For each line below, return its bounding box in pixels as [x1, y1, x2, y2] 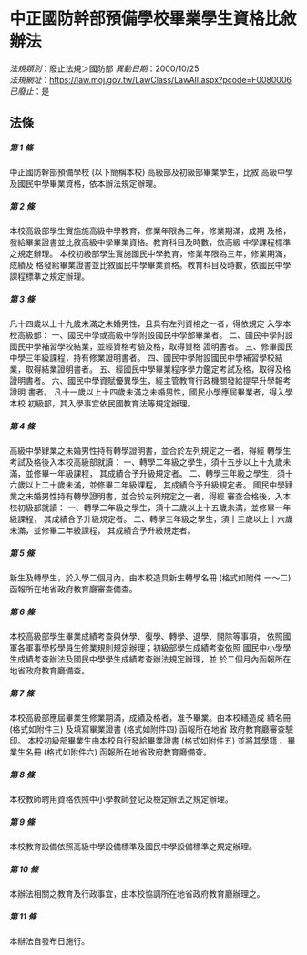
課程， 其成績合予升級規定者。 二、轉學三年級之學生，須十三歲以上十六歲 [16, 514, 293, 525]
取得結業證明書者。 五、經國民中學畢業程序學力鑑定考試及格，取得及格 [25, 364, 292, 375]
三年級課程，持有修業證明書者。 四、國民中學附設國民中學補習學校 [25, 353, 275, 364]
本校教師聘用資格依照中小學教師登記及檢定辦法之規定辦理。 [9, 794, 233, 805]
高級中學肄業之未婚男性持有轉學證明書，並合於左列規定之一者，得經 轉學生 [9, 446, 292, 457]
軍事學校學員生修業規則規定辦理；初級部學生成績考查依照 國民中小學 [25, 642, 283, 653]
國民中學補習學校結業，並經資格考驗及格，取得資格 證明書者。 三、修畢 [9, 341, 278, 352]
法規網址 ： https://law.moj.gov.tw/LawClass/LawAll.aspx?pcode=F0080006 [9, 74, 292, 85]
